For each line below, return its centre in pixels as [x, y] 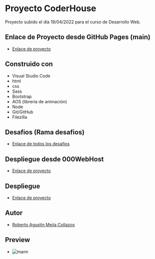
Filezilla [20, 117]
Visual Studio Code [31, 76]
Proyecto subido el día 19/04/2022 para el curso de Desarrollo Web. [73, 22]
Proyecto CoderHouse [51, 8]
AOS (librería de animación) [39, 101]
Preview [18, 240]
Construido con [29, 64]
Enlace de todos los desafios [41, 144]
